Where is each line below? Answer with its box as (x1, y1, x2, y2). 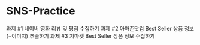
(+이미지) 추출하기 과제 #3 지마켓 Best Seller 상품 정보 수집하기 (6, 32, 155, 40)
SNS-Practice (6, 4, 75, 18)
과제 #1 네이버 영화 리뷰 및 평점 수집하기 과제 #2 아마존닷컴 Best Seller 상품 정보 (6, 25, 195, 32)
